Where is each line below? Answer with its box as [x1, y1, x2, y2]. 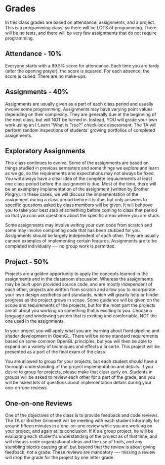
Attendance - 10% [5, 50, 62, 58]
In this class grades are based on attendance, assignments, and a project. [5, 19, 156, 25]
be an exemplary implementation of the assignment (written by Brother [5, 186, 149, 192]
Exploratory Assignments [5, 147, 85, 155]
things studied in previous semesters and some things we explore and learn [5, 165, 159, 171]
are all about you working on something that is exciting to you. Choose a [5, 308, 152, 314]
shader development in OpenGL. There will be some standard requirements [5, 333, 159, 339]
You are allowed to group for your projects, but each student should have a [5, 358, 158, 364]
